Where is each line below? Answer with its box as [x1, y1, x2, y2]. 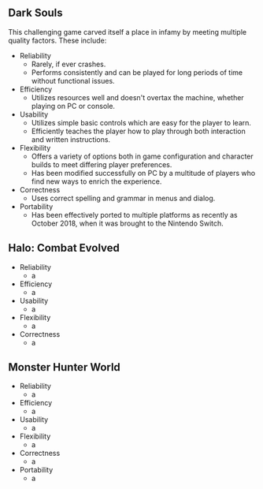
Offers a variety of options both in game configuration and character [31, 151, 254, 161]
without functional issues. [31, 76, 116, 85]
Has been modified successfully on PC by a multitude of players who [31, 168, 256, 177]
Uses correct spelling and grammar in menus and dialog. [31, 193, 216, 203]
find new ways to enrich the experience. [31, 177, 162, 186]
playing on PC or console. [31, 101, 116, 110]
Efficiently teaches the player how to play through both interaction [31, 126, 246, 136]
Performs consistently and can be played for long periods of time [31, 67, 243, 77]
